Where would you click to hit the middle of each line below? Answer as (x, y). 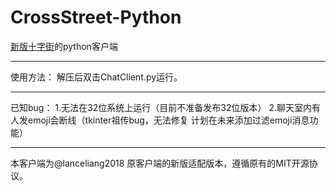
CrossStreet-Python (96, 17)
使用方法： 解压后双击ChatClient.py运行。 (96, 77)
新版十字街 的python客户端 (64, 46)
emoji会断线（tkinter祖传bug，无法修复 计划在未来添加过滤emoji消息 (168, 120)
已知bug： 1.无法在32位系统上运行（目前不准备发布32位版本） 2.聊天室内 (161, 107)
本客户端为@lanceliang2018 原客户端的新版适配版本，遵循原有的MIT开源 (160, 163)
